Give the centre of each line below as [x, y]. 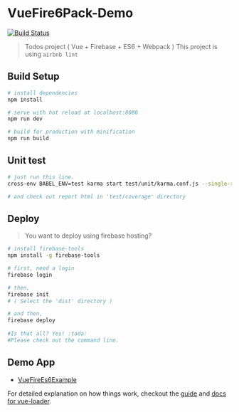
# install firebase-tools [46, 249]
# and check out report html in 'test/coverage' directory [97, 196]
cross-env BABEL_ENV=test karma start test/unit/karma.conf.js [103, 184]
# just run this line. [41, 177]
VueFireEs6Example [47, 379]
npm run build [28, 139]
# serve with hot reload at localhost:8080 [73, 112]
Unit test [27, 160]
